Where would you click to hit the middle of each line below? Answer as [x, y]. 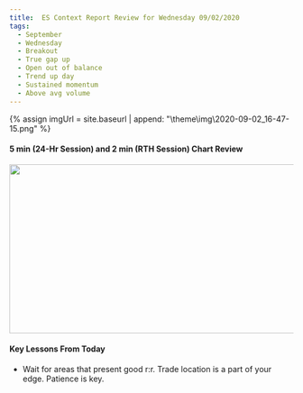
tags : [19, 26]
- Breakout [38, 51]
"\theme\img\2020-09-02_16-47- [228, 119]
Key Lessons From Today [57, 349]
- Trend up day [46, 77]
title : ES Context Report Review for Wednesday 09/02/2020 [125, 18]
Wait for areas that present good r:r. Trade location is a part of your [147, 369]
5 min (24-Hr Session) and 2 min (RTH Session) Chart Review [126, 149]
